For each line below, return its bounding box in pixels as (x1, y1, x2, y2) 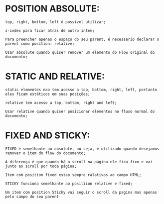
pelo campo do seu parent (5, 194, 59, 199)
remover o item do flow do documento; (5, 150, 86, 156)
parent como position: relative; (5, 41, 75, 46)
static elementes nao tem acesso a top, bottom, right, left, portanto (5, 87, 157, 92)
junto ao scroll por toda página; (5, 164, 77, 169)
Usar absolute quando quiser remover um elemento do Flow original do (5, 50, 155, 55)
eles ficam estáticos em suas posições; (5, 92, 91, 97)
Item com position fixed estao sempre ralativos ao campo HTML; (5, 172, 142, 177)
